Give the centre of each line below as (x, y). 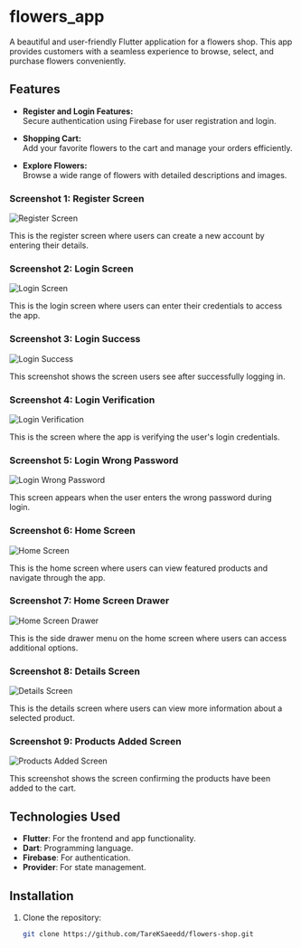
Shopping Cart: (52, 138)
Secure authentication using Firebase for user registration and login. (150, 120)
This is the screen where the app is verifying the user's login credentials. (145, 437)
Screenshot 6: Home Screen (72, 531)
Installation (42, 896)
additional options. (44, 648)
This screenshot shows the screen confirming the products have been (140, 779)
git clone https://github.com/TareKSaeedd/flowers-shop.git (138, 934)
